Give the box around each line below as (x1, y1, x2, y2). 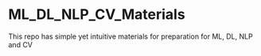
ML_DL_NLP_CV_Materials (8, 6, 185, 24)
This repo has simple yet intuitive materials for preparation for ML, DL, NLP (8, 32, 253, 41)
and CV (8, 39, 33, 49)
